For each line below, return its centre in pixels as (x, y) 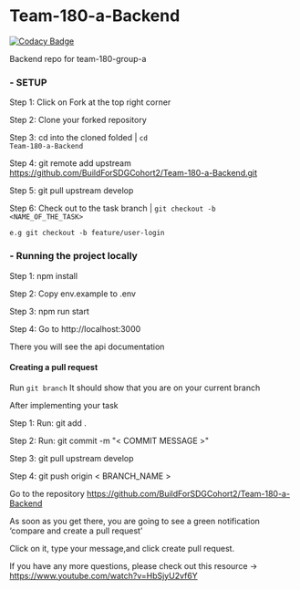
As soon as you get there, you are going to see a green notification (134, 521)
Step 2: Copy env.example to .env (73, 294)
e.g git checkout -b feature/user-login (88, 233)
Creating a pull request (54, 367)
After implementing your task (64, 405)
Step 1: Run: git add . (48, 423)
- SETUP (28, 82)
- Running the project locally (74, 256)
